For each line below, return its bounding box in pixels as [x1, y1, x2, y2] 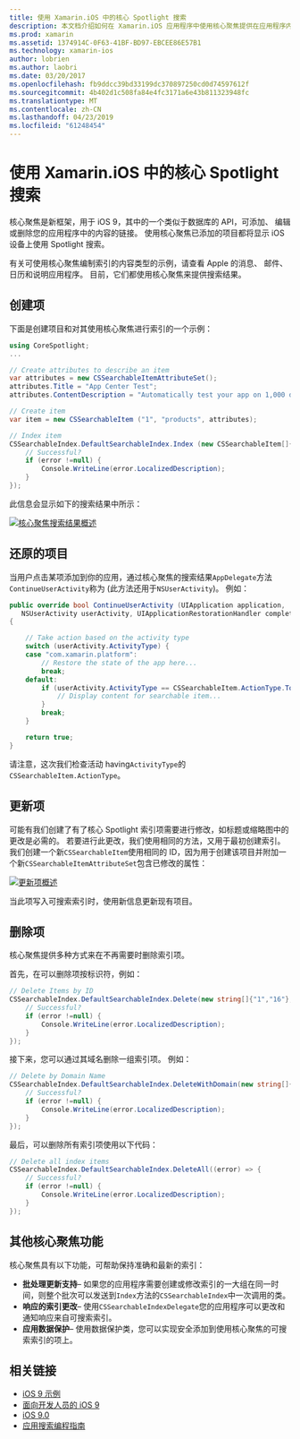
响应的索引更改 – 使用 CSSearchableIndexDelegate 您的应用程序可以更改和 [21, 1300, 286, 1312]
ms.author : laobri [9, 64, 78, 73]
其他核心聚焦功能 [9, 1234, 104, 1249]
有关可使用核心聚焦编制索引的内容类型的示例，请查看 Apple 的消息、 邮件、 [9, 257, 288, 269]
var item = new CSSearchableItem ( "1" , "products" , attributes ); [9, 415, 257, 424]
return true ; [25, 732, 74, 741]
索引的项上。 [29, 1334, 78, 1345]
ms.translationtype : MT [9, 96, 98, 106]
